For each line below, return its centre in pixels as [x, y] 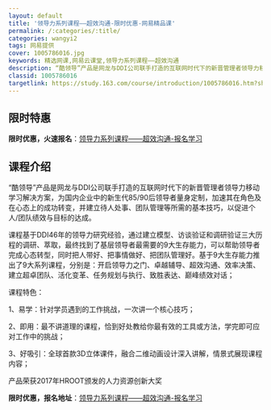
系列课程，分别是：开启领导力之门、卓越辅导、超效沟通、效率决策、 [147, 265]
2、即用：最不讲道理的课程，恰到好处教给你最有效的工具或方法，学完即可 [131, 326]
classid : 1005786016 [43, 76]
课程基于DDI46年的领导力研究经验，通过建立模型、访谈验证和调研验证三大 [132, 235]
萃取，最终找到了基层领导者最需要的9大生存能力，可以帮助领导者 [152, 245]
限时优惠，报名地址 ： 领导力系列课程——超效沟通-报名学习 [106, 398]
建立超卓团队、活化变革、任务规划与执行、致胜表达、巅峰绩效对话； [121, 275]
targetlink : [28, 83]
